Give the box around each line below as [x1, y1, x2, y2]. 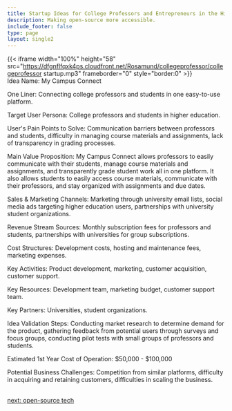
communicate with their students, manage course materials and [7, 160, 188, 168]
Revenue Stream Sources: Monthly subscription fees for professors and [7, 223, 211, 231]
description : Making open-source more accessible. [7, 17, 156, 23]
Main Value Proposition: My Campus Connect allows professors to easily [7, 153, 214, 161]
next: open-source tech [7, 396, 75, 405]
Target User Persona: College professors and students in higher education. [7, 111, 221, 120]
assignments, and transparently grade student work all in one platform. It [7, 167, 214, 175]
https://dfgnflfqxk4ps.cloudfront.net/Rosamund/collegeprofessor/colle [23, 62, 224, 70]
